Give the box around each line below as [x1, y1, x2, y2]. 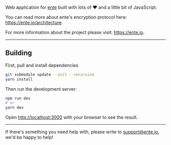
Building [5, 49, 32, 57]
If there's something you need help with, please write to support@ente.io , [5, 129, 159, 135]
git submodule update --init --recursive [5, 72, 95, 77]
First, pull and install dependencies [5, 62, 79, 68]
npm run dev [5, 96, 31, 101]
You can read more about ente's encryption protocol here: [5, 14, 127, 20]
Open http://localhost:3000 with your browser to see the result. [5, 114, 138, 121]
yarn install [5, 77, 33, 82]
